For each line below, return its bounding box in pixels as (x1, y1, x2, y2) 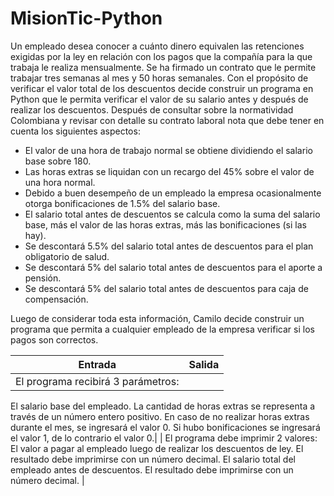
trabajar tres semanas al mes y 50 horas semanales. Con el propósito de (10, 72, 309, 84)
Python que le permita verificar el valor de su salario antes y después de (10, 93, 309, 105)
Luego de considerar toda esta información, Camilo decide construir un (10, 312, 305, 324)
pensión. (24, 272, 62, 284)
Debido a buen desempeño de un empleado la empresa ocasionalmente (24, 187, 322, 199)
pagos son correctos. (10, 333, 99, 346)
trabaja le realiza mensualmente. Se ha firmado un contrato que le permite (10, 61, 317, 73)
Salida (188, 357, 220, 371)
